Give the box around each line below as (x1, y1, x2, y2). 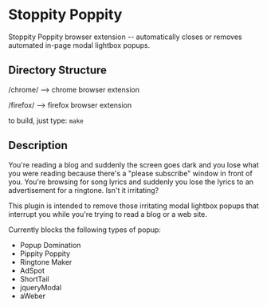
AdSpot (19, 266, 45, 275)
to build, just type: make (8, 116, 84, 125)
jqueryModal (19, 282, 62, 292)
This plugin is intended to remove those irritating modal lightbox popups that (8, 201, 259, 211)
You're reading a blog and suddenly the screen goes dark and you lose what (8, 159, 259, 169)
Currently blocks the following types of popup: (8, 225, 162, 234)
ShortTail (19, 274, 49, 284)
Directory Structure (8, 64, 108, 77)
